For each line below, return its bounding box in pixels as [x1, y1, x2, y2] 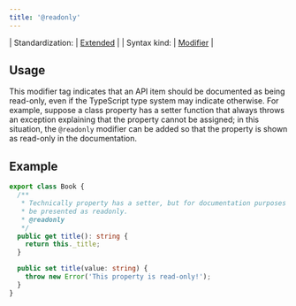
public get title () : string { [17, 232, 128, 241]
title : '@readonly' [9, 12, 81, 22]
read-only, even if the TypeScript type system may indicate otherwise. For [9, 96, 279, 106]
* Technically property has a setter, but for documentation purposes [20, 199, 287, 208]
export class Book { [9, 182, 86, 191]
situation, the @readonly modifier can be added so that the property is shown [9, 124, 288, 134]
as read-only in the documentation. [9, 134, 138, 144]
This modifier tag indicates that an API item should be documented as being [9, 86, 285, 97]
